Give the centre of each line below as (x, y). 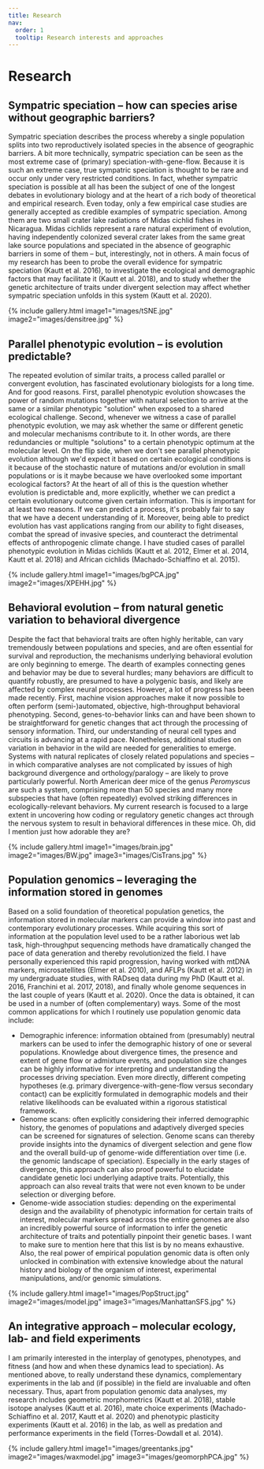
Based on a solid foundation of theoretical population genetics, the (116, 911)
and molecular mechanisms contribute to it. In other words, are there (119, 434)
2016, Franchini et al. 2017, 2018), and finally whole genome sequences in (127, 986)
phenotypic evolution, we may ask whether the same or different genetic (126, 425)
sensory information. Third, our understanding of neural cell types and (122, 731)
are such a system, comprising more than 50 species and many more (121, 789)
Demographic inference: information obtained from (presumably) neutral (137, 1035)
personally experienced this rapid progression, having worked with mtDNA (129, 961)
